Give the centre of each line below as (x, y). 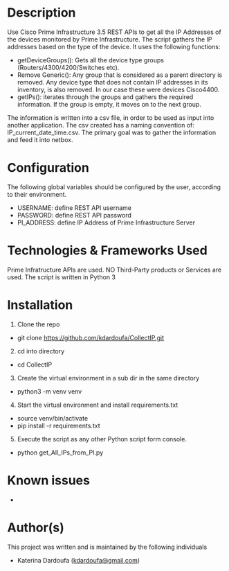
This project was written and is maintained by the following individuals (107, 547)
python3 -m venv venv (49, 391)
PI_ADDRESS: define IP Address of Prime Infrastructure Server (106, 222)
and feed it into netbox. (40, 139)
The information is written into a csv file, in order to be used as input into (111, 117)
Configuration (48, 168)
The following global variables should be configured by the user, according (114, 187)
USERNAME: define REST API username (74, 208)
